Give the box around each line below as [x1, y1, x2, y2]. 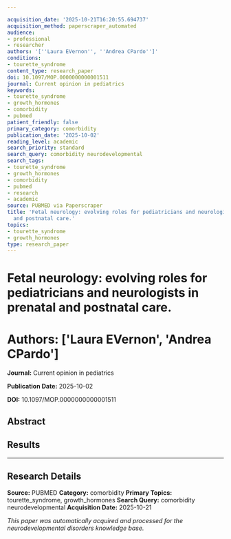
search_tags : [7, 157, 45, 164]
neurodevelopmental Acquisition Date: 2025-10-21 [7, 503, 152, 511]
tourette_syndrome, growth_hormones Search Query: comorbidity [7, 496, 195, 504]
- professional [7, 35, 51, 42]
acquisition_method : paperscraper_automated [7, 22, 137, 30]
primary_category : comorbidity [7, 125, 97, 132]
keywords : [7, 87, 36, 94]
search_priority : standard [7, 144, 85, 152]
